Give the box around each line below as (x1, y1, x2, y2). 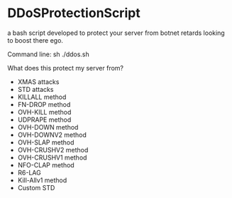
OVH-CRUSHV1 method (17, 153, 87, 162)
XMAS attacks (17, 77, 60, 86)
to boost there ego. (7, 36, 64, 44)
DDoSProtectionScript (7, 5, 140, 21)
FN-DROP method (17, 100, 71, 108)
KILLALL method (17, 93, 67, 101)
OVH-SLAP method (17, 137, 74, 147)
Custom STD (17, 183, 55, 192)
